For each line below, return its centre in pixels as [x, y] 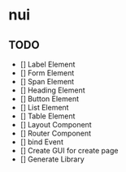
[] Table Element [48, 116]
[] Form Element [47, 73]
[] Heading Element [52, 90]
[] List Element [44, 107]
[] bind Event [41, 142]
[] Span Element [47, 82]
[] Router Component [56, 133]
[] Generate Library [52, 159]
